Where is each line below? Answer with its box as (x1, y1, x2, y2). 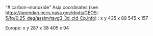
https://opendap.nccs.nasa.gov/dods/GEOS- (5, 10, 99, 16)
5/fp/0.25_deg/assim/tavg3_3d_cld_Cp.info (5, 15, 95, 21)
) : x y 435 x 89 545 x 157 (95, 15, 148, 21)
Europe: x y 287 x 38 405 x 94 (5, 25, 69, 31)
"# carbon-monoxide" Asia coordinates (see (5, 5, 98, 10)
